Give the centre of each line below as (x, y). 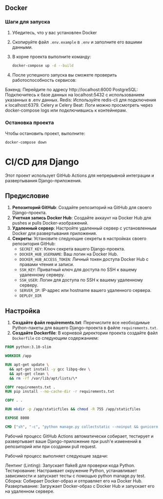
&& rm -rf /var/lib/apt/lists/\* (43, 378)
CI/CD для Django (42, 162)
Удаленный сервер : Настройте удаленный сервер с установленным (84, 228)
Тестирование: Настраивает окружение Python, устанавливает (71, 470)
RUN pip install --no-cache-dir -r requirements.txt (60, 392)
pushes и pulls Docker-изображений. (50, 223)
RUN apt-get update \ (27, 365)
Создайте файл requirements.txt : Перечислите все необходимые (81, 323)
